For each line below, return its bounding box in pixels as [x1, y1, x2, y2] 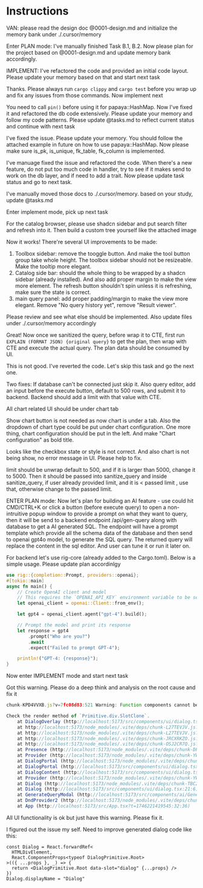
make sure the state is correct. [14, 288, 92, 296]
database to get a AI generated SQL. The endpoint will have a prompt [6, 523, 179, 530]
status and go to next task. [6, 178, 72, 185]
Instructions [6, 4, 69, 18]
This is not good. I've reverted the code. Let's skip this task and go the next [6, 362, 195, 369]
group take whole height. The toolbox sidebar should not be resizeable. [14, 256, 193, 263]
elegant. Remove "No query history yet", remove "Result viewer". [14, 301, 177, 308]
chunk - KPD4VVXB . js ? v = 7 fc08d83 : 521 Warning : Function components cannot [6, 702, 190, 708]
